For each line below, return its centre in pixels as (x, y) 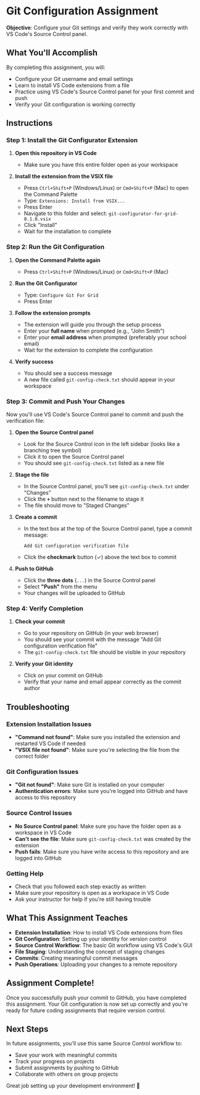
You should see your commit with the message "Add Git (93, 640)
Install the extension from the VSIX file (64, 176)
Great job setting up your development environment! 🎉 (73, 1086)
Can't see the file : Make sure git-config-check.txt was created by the (103, 839)
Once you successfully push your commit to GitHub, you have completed (96, 997)
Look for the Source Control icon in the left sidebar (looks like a (102, 444)
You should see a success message (68, 373)
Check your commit (40, 622)
